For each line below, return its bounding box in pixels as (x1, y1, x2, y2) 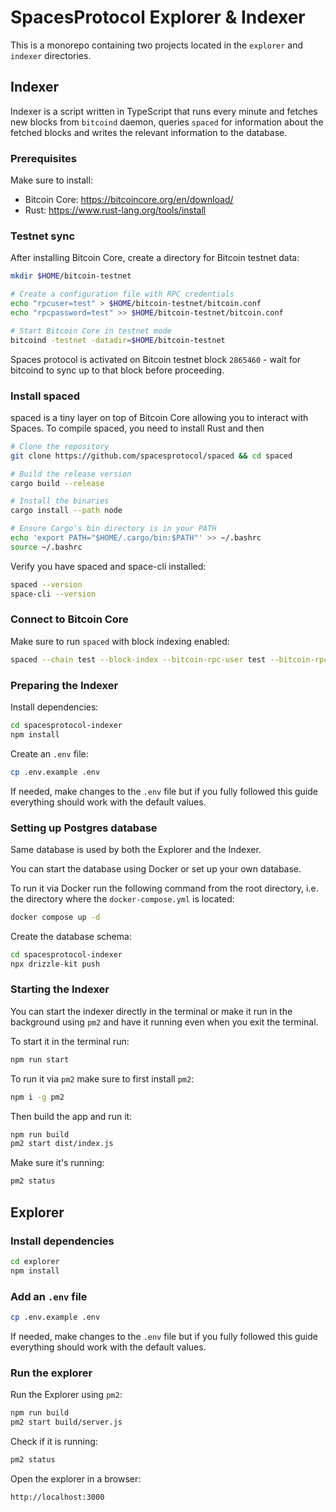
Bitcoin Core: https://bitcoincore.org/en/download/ (24, 194, 234, 206)
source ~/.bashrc (10, 542, 83, 552)
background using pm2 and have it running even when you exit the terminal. (10, 1016, 319, 1028)
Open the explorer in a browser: (10, 1472, 142, 1485)
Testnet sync (10, 229, 76, 243)
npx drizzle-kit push (10, 959, 101, 969)
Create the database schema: (10, 930, 132, 942)
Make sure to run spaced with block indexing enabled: (10, 635, 230, 647)
